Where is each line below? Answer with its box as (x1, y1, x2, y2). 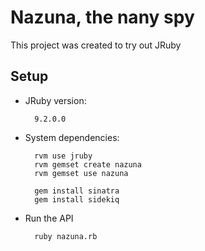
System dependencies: (24, 131, 120, 143)
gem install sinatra (34, 186, 120, 196)
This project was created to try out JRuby (10, 39, 182, 51)
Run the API (24, 212, 74, 224)
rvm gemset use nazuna (34, 168, 129, 178)
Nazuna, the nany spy (10, 6, 195, 29)
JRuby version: (24, 94, 87, 106)
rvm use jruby (34, 151, 93, 161)
